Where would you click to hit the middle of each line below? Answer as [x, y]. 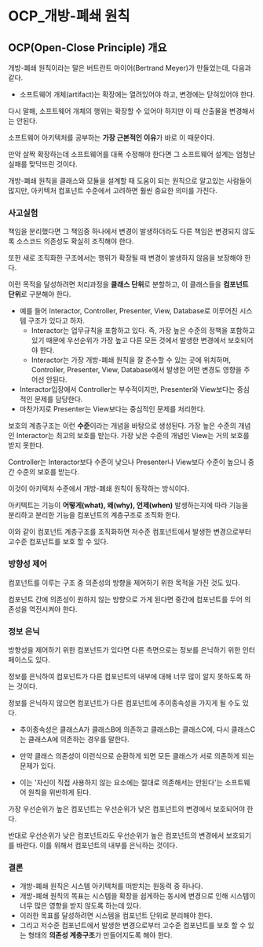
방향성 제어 [28, 564]
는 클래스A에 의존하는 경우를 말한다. [74, 739]
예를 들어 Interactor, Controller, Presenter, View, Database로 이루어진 [128, 311]
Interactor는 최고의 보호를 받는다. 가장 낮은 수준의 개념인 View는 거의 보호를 [133, 436]
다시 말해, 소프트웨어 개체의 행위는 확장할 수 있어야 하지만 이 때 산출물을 [118, 111]
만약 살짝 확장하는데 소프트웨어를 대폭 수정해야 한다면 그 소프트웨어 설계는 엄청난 [132, 154]
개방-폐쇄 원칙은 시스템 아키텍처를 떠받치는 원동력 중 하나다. [111, 886]
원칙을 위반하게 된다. [60, 792]
